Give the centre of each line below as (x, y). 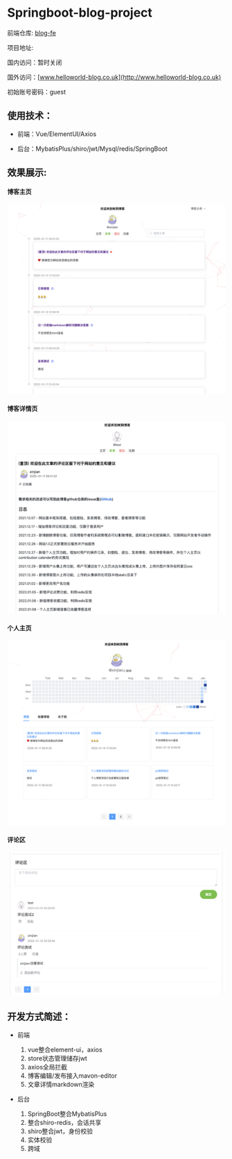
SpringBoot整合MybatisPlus (67, 1114)
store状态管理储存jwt (57, 1058)
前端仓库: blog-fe (32, 33)
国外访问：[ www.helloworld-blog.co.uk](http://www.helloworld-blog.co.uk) (114, 77)
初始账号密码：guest (36, 92)
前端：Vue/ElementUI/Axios (57, 134)
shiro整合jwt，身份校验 (60, 1131)
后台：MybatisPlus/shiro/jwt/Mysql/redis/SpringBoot (92, 149)
